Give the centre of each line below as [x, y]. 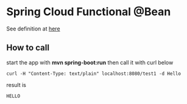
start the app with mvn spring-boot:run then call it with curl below [90, 62]
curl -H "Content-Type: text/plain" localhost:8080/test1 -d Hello [94, 74]
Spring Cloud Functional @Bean [89, 12]
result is [16, 85]
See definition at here [33, 29]
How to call [28, 48]
